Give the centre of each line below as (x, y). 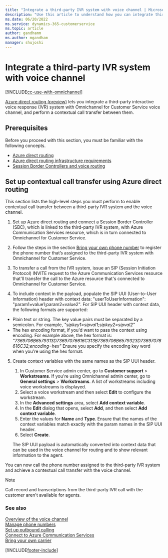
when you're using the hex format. (48, 351)
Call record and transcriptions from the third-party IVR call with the (74, 490)
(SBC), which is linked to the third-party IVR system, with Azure (78, 227)
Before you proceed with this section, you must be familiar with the (74, 140)
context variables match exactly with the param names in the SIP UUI (91, 424)
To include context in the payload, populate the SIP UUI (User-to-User (84, 294)
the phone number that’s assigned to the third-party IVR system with (83, 253)
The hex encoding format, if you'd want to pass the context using (80, 330)
